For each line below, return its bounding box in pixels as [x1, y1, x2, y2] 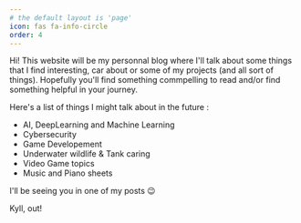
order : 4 [9, 30, 43, 39]
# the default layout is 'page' [9, 13, 132, 23]
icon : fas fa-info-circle [9, 22, 108, 31]
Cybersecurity [22, 129, 78, 140]
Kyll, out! [9, 203, 43, 214]
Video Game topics [22, 158, 95, 169]
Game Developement [22, 138, 103, 150]
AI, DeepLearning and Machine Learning [22, 119, 175, 130]
